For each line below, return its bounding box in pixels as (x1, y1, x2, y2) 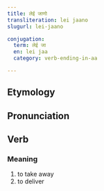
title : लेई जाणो (7, 10, 47, 17)
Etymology (7, 87, 55, 98)
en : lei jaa (13, 48, 49, 55)
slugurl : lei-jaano (7, 23, 64, 30)
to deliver (17, 177, 45, 185)
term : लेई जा (13, 42, 46, 49)
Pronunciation (7, 110, 70, 122)
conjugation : (7, 35, 45, 42)
